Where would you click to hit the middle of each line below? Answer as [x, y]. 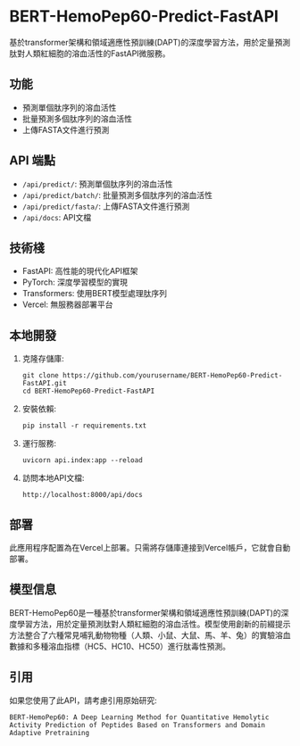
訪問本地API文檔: [53, 478]
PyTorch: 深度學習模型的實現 [75, 282]
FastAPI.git [44, 384]
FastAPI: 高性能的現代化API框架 [80, 271]
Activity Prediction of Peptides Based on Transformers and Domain [137, 725]
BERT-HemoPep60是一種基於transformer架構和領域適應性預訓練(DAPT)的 [145, 612]
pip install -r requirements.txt [84, 426]
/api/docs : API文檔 [57, 217]
